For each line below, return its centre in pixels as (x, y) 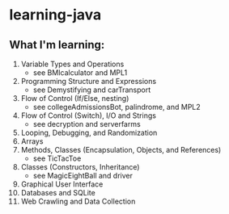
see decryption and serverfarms (87, 124)
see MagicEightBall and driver (83, 176)
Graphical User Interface (62, 184)
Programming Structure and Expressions (89, 81)
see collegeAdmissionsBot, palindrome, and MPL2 (117, 107)
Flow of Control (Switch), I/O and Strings (89, 115)
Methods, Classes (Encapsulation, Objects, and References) (121, 150)
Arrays (32, 141)
